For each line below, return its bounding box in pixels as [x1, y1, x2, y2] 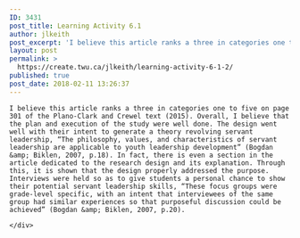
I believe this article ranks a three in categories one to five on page [9, 103, 290, 112]
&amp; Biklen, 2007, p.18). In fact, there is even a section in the [9, 151, 274, 160]
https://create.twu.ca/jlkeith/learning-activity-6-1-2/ [17, 63, 234, 72]
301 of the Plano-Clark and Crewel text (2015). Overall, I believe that [9, 111, 290, 120]
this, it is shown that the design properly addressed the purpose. [9, 166, 270, 175]
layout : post [9, 46, 58, 55]
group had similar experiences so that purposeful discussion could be [9, 197, 281, 206]
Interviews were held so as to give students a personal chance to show [9, 174, 286, 183]
